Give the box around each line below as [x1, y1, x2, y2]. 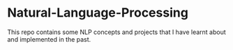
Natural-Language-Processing [7, 5, 188, 21]
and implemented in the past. [7, 35, 91, 43]
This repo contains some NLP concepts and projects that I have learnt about [7, 28, 227, 36]
